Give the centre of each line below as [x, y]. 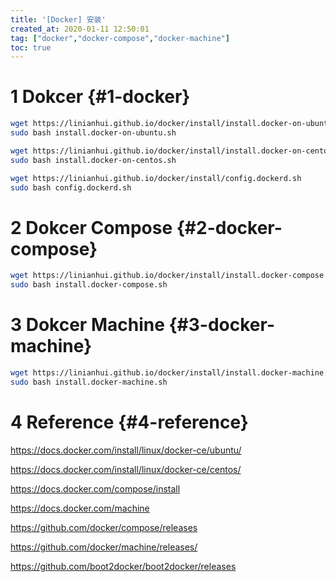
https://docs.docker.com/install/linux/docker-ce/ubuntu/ [126, 450]
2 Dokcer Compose [91, 227]
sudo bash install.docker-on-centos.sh [93, 160]
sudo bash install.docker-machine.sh [89, 382]
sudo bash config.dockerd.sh [71, 187]
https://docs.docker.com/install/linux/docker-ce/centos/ [126, 469]
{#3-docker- [222, 325]
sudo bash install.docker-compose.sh [89, 285]
